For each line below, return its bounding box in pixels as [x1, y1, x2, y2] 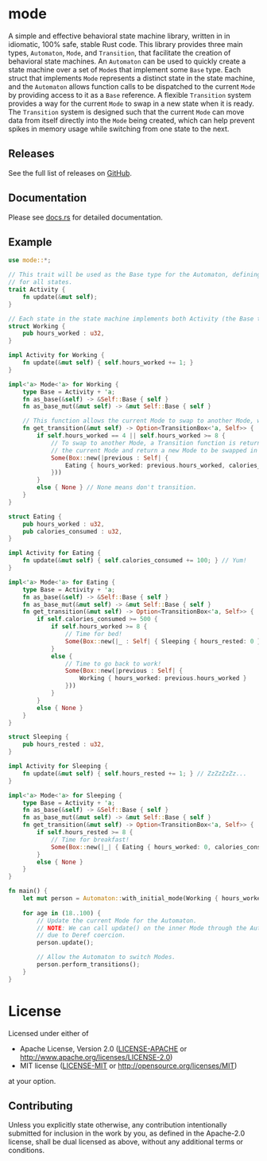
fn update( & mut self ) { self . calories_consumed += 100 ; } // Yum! [22, 557, 247, 565]
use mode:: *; [8, 256, 52, 265]
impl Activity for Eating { [8, 549, 102, 557]
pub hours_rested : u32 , [22, 740, 105, 748]
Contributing [8, 1099, 73, 1112]
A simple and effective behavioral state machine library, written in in [8, 31, 230, 41]
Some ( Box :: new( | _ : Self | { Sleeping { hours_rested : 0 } [64, 637, 261, 645]
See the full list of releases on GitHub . [8, 168, 133, 177]
